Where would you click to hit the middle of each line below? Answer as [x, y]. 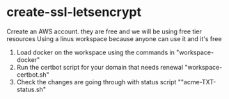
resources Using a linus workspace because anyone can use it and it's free [114, 38]
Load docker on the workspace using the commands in [96, 52]
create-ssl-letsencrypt [74, 12]
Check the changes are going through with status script [96, 82]
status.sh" [31, 89]
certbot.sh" [33, 75]
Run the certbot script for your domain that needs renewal [100, 67]
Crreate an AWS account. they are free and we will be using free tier [104, 31]
